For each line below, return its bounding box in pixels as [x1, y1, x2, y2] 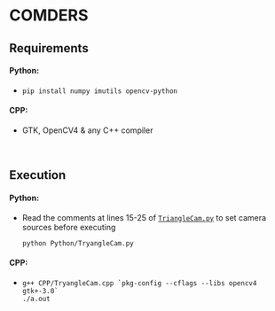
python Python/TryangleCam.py [21, 238, 135, 248]
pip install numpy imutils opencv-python [21, 86, 177, 96]
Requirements [9, 41, 89, 56]
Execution [9, 167, 67, 183]
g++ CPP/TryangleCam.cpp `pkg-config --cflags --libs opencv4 [21, 278, 257, 288]
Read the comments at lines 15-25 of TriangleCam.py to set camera [21, 212, 267, 222]
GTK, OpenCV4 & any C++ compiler [21, 125, 153, 136]
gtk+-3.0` [21, 286, 59, 295]
